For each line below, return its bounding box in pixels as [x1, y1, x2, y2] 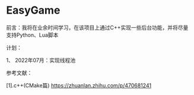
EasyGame [6, 4, 61, 17]
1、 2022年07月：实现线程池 [6, 56, 76, 64]
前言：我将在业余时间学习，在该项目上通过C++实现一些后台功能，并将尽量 [6, 24, 189, 31]
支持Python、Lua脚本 [6, 31, 59, 39]
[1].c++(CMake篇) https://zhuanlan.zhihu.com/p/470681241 [6, 81, 152, 89]
